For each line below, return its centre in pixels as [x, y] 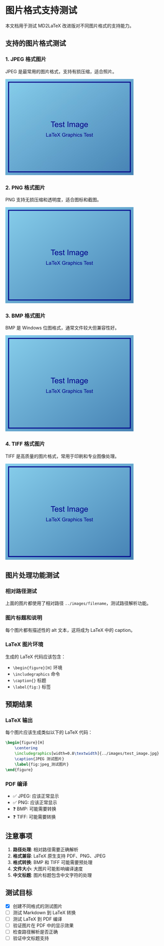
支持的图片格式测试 [36, 43]
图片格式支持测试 [42, 11]
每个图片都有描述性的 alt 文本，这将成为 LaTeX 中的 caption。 [70, 630]
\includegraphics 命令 [36, 674]
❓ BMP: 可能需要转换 [34, 809]
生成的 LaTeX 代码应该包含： [35, 656]
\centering [26, 748]
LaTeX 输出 [19, 721]
